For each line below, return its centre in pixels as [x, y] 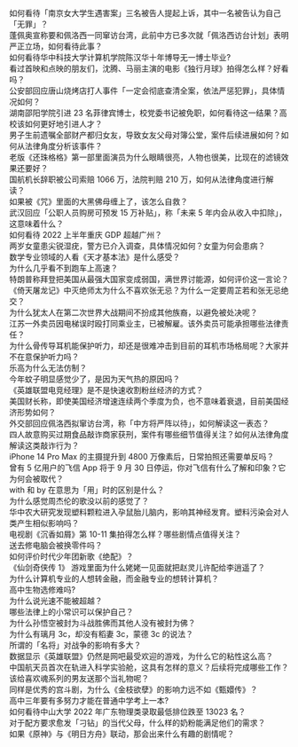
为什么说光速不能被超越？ [56, 601]
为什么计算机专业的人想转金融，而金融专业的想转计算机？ [114, 578]
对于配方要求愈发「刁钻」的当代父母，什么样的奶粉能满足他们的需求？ [137, 723]
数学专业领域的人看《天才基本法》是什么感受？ [94, 257]
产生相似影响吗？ [48, 523]
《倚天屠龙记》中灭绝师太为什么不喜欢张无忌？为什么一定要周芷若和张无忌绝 [149, 290]
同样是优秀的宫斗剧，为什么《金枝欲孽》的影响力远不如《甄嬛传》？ [133, 689]
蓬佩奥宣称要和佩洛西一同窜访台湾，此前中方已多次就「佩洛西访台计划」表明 [149, 35]
